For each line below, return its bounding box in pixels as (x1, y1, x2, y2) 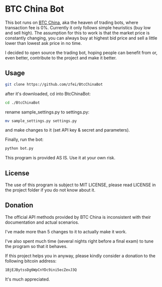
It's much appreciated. (5, 276, 50, 282)
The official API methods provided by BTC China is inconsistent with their (5, 214, 151, 220)
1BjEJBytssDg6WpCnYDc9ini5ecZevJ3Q (5, 267, 77, 272)
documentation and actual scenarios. (5, 219, 79, 225)
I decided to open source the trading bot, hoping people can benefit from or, (5, 50, 158, 56)
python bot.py (5, 146, 34, 151)
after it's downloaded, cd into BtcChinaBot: (5, 91, 91, 96)
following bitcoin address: (5, 258, 57, 264)
